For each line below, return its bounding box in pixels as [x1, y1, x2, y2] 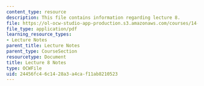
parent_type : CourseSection [6, 48, 78, 55]
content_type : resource [6, 8, 67, 15]
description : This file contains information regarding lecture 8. [6, 15, 181, 21]
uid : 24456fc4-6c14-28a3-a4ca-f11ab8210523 [6, 71, 118, 77]
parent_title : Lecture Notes [6, 43, 80, 49]
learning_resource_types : [6, 31, 72, 38]
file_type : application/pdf [6, 25, 78, 32]
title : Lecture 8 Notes [6, 59, 67, 65]
